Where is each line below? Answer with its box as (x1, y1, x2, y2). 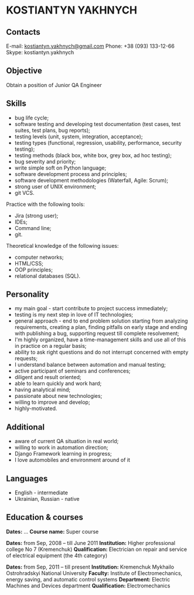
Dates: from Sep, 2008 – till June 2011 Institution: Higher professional (6, 539, 176, 546)
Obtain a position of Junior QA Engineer (6, 81, 102, 88)
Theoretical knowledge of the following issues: (6, 242, 119, 249)
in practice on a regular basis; (14, 343, 87, 350)
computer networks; (14, 254, 64, 261)
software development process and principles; (14, 170, 127, 177)
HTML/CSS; (14, 260, 44, 267)
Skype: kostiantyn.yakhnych (6, 49, 74, 56)
